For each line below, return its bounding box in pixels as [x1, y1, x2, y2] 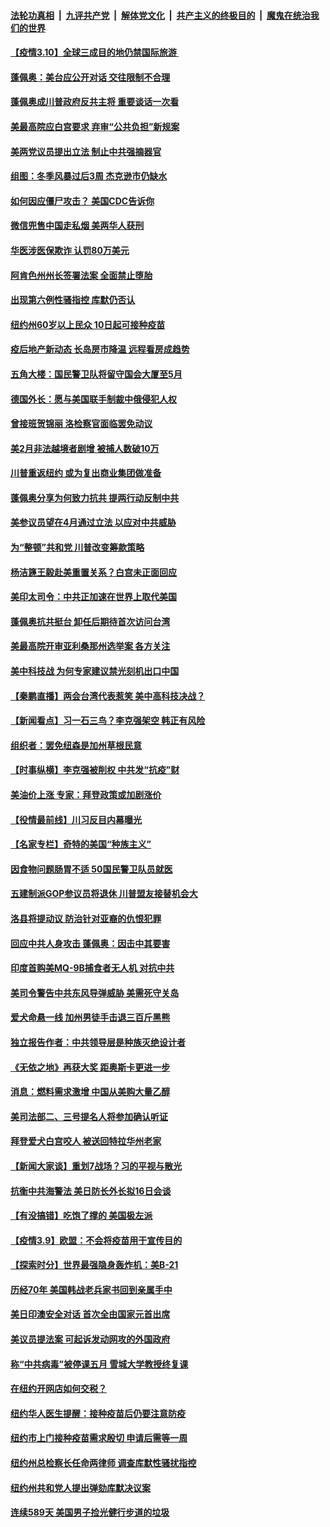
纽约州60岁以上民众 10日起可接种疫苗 [10, 318, 166, 330]
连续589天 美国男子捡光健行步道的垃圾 [10, 1506, 170, 1519]
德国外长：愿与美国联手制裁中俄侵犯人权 [10, 393, 177, 405]
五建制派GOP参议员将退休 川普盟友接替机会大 [10, 888, 198, 900]
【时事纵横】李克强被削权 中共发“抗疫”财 [10, 764, 180, 776]
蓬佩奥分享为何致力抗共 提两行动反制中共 [10, 491, 180, 504]
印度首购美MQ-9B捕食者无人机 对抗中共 [10, 962, 175, 974]
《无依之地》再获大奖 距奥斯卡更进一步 [10, 1061, 171, 1073]
